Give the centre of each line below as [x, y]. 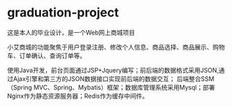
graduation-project [63, 13]
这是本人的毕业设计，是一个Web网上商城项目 [71, 32]
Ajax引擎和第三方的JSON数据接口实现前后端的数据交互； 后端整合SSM [114, 79]
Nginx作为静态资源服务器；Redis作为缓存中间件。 [78, 96]
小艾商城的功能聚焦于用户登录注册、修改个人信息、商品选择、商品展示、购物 [116, 47]
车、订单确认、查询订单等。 [47, 56]
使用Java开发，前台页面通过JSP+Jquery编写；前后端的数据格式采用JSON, [113, 70]
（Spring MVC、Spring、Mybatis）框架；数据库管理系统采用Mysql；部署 [111, 87]
